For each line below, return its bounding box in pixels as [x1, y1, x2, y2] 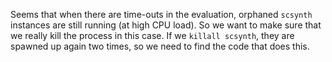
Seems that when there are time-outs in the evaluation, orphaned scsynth [10, 9, 313, 20]
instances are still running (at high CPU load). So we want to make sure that [10, 19, 322, 31]
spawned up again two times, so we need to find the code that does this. [10, 40, 310, 52]
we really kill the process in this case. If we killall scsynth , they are [10, 30, 295, 41]
